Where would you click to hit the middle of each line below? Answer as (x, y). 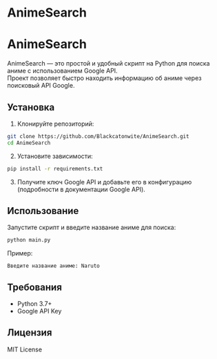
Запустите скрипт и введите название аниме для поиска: (92, 227)
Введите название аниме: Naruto (53, 266)
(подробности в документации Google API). (81, 189)
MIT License (25, 349)
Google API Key (39, 311)
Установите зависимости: (55, 156)
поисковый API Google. (41, 86)
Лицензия (30, 333)
